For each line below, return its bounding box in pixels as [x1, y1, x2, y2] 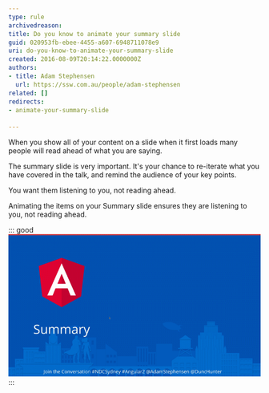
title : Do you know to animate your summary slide [8, 30, 181, 38]
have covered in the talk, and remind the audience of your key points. [8, 170, 237, 180]
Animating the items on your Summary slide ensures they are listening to [8, 201, 247, 211]
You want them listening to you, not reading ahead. [8, 185, 176, 196]
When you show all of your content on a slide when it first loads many [8, 137, 239, 148]
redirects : [8, 97, 45, 106]
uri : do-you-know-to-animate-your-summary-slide [8, 47, 174, 55]
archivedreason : [8, 21, 62, 30]
